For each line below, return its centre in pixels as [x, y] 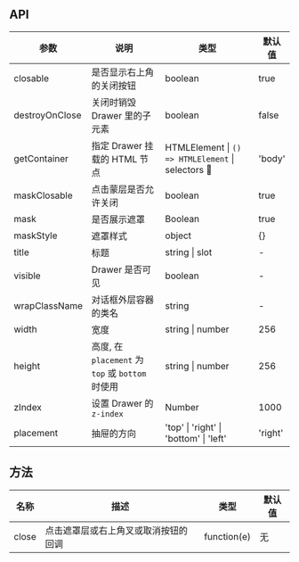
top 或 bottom [119, 373]
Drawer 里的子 [121, 115]
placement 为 [117, 360]
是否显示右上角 [122, 72]
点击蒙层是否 [118, 189]
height [27, 366]
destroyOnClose [48, 115]
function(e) [228, 536]
